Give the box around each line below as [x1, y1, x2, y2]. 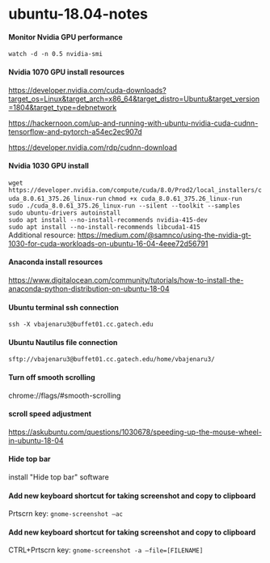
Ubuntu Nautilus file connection [8, 337, 118, 347]
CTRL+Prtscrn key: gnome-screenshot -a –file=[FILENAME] [8, 545, 204, 555]
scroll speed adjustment [8, 409, 91, 419]
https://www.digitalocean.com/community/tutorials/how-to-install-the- [8, 275, 244, 284]
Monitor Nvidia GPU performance [8, 32, 123, 41]
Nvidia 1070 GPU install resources [8, 66, 125, 77]
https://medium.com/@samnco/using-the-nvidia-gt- [77, 230, 252, 240]
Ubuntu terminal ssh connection [8, 302, 120, 312]
